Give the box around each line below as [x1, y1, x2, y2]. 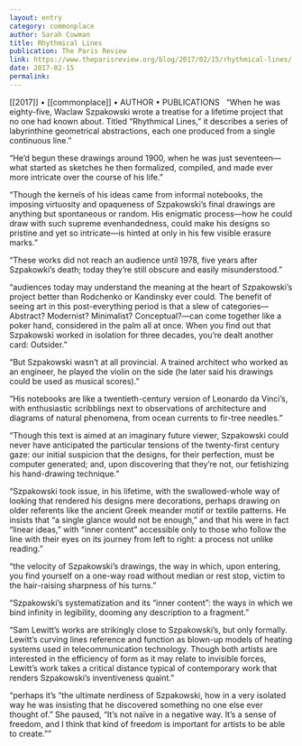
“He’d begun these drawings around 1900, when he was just [9, 152, 233, 163]
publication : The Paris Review [9, 47, 127, 56]
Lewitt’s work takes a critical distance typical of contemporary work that [9, 662, 278, 673]
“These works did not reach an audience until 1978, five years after [9, 254, 259, 265]
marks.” [9, 236, 39, 248]
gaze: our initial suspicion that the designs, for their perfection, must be [9, 448, 275, 460]
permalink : [9, 72, 50, 81]
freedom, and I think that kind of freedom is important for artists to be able [9, 718, 286, 729]
